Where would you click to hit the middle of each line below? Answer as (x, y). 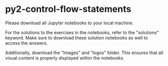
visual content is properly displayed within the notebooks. (65, 58)
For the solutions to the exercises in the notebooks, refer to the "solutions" (82, 32)
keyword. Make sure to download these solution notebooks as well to (76, 38)
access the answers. (27, 43)
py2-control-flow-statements (68, 9)
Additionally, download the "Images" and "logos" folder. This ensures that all (84, 53)
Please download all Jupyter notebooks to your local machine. (69, 23)
